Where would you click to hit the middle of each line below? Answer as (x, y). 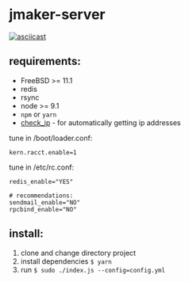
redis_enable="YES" (41, 181)
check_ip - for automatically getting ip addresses (100, 122)
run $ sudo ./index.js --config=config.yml (93, 269)
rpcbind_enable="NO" (43, 209)
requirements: (45, 61)
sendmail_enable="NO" (45, 202)
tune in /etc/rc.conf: (42, 167)
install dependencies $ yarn (66, 261)
